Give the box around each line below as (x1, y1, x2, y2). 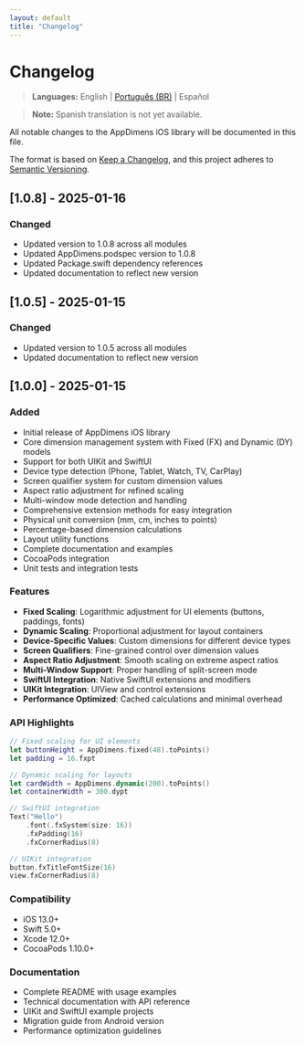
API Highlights (9, 716, 75, 729)
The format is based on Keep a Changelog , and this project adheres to (9, 154, 274, 165)
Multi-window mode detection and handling (22, 494, 187, 505)
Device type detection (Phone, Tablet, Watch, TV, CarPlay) (22, 465, 243, 476)
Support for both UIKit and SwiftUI (22, 456, 152, 467)
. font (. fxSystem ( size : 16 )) (26, 821, 132, 830)
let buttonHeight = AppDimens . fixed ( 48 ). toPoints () (9, 745, 210, 755)
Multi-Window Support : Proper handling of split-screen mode (22, 664, 258, 675)
